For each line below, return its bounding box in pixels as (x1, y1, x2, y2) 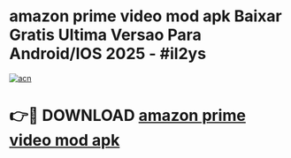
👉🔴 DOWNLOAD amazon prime (9, 106, 246, 125)
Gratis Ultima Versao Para (9, 25, 202, 45)
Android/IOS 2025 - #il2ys (9, 44, 206, 64)
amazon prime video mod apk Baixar (9, 6, 282, 26)
